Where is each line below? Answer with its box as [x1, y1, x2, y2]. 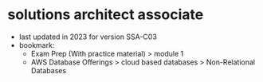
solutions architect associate [7, 6, 204, 24]
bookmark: [18, 40, 55, 49]
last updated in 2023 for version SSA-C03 [18, 32, 157, 41]
